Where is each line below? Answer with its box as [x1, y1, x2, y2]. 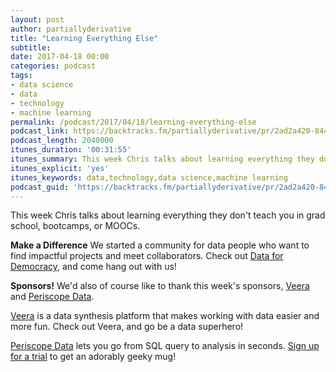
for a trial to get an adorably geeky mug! [10, 351, 177, 363]
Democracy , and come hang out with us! [10, 261, 177, 273]
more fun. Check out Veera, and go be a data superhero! [10, 321, 244, 333]
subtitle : [10, 42, 52, 53]
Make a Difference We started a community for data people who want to [10, 239, 310, 251]
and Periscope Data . [10, 291, 95, 303]
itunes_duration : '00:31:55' [10, 145, 132, 155]
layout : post [10, 14, 65, 25]
